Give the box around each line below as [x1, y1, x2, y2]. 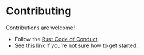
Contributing [5, 4, 72, 18]
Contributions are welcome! [5, 24, 75, 31]
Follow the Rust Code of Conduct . [14, 35, 100, 42]
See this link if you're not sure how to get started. [14, 42, 138, 49]
